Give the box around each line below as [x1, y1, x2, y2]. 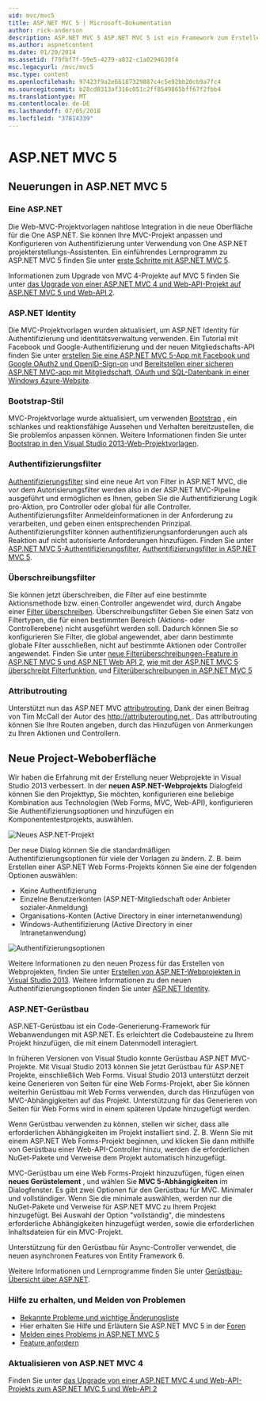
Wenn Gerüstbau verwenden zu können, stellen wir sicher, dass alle [8, 1119, 230, 1129]
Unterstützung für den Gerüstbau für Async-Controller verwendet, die [8, 1243, 237, 1252]
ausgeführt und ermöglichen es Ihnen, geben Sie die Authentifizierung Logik [8, 493, 258, 503]
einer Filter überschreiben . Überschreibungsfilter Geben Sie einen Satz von [8, 606, 254, 616]
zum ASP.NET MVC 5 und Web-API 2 [36, 1384, 158, 1393]
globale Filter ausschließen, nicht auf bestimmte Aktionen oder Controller [8, 640, 247, 650]
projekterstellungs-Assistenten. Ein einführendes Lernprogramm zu [8, 247, 228, 256]
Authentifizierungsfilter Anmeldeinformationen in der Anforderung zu [8, 510, 234, 519]
